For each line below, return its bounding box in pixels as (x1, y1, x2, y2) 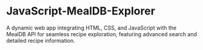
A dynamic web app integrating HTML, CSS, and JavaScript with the (6, 24, 177, 31)
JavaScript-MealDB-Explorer (6, 4, 156, 18)
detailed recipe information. (6, 37, 76, 44)
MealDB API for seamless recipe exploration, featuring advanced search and (6, 30, 197, 37)
